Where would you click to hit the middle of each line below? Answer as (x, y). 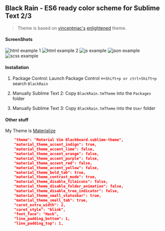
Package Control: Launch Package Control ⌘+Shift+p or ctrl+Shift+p (84, 78)
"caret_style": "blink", (40, 210)
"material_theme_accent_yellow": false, (57, 168)
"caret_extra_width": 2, (40, 205)
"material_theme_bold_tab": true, (50, 172)
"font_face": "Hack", (36, 214)
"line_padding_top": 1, (39, 224)
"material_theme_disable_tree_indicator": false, (67, 191)
